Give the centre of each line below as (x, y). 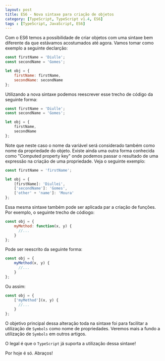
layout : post (19, 10)
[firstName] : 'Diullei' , (40, 184)
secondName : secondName (39, 80)
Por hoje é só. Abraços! (29, 353)
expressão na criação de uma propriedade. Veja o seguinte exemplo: (75, 161)
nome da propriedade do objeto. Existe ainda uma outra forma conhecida (80, 150)
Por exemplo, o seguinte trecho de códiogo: (50, 212)
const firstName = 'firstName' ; (38, 170)
